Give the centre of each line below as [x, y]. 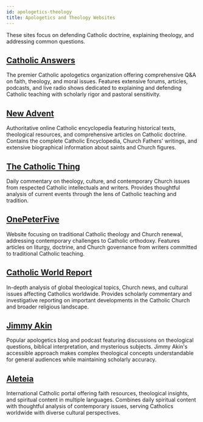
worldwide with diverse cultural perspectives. [63, 413]
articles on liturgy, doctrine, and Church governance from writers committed [102, 247]
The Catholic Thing [43, 167]
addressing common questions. [46, 41]
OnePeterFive [33, 220]
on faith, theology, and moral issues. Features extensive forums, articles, [97, 81]
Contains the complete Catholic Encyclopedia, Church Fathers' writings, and [102, 141]
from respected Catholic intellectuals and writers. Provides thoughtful [93, 187]
